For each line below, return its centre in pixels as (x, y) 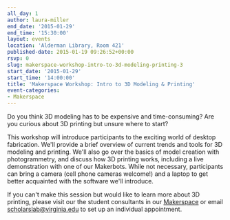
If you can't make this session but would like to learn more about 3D (104, 194)
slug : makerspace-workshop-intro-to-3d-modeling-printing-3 (95, 65)
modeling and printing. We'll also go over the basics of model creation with (113, 152)
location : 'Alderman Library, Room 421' (66, 46)
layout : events (29, 39)
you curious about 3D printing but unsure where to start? (88, 124)
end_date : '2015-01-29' (41, 26)
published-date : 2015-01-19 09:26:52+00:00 (71, 52)
